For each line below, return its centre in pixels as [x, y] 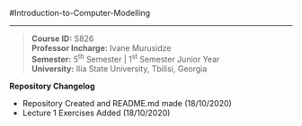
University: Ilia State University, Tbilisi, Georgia [119, 68]
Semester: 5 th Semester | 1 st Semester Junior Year [125, 59]
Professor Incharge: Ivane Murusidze [101, 48]
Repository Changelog [52, 86]
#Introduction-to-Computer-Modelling [80, 13]
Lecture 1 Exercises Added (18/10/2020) [96, 113]
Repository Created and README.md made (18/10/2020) [127, 103]
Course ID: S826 [62, 38]
